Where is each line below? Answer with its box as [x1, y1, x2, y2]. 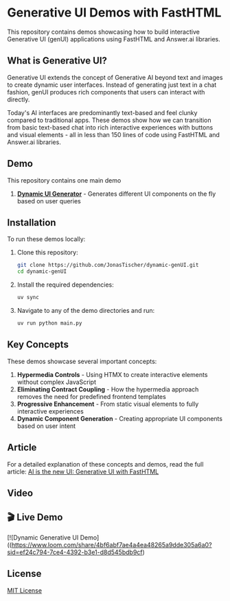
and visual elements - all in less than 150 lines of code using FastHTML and [7, 130, 220, 139]
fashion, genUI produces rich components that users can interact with [7, 88, 205, 96]
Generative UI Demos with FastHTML [7, 5, 222, 21]
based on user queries [16, 196, 81, 205]
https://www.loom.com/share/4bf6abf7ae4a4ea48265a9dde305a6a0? [11, 540, 212, 549]
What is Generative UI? [7, 55, 108, 67]
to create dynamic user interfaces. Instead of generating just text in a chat [7, 81, 217, 89]
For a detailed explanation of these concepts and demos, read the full [7, 460, 204, 468]
